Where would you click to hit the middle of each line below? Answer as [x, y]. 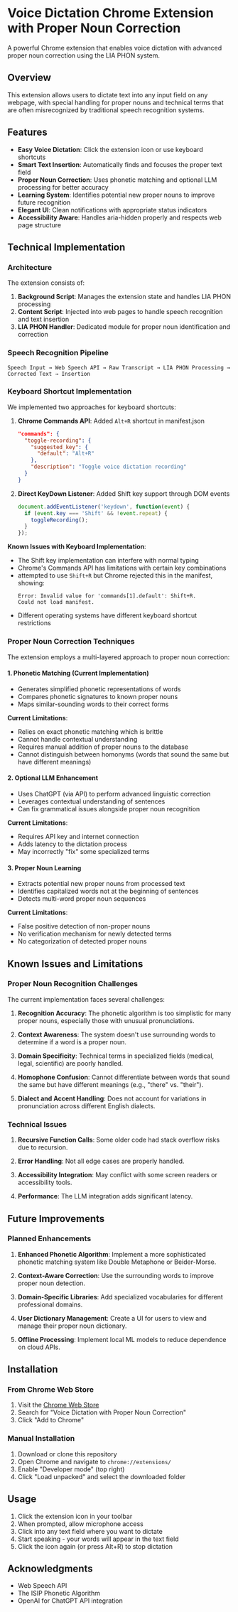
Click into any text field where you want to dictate [90, 1531]
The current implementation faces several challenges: [86, 999]
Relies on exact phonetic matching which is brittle [90, 731]
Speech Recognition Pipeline [58, 353]
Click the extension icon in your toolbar [75, 1516]
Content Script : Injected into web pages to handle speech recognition [120, 312]
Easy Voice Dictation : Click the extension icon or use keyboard [110, 149]
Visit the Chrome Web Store [58, 1405]
